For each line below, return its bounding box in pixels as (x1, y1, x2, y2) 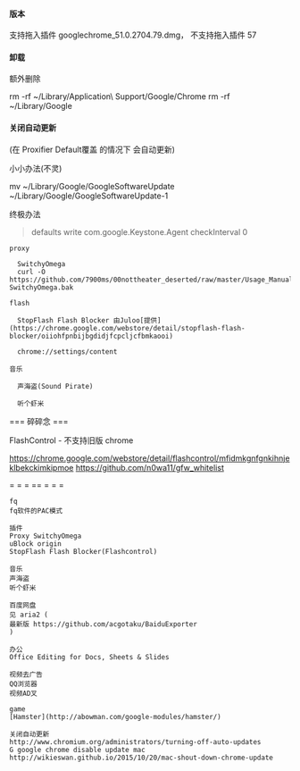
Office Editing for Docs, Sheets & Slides (9, 652, 170, 661)
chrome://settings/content (17, 347, 118, 356)
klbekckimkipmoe (9, 462, 74, 473)
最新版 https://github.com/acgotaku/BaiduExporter (9, 619, 198, 629)
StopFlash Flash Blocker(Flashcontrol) (9, 547, 158, 556)
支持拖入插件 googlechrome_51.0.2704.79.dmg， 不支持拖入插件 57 (9, 29, 257, 40)
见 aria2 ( (9, 610, 49, 619)
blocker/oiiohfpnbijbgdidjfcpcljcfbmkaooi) (9, 331, 174, 340)
